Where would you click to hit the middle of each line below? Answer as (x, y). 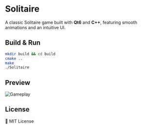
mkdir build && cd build (30, 54)
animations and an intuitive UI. (35, 27)
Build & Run (23, 43)
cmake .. (14, 58)
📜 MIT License (20, 121)
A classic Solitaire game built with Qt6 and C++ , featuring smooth (71, 22)
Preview (18, 83)
